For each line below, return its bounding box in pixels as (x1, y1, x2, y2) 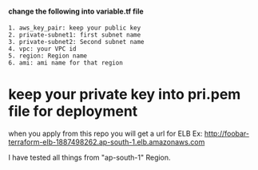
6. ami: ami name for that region (8, 59, 124, 67)
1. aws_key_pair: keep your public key (8, 24, 141, 32)
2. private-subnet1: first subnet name (8, 31, 141, 39)
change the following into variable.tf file (8, 6, 144, 16)
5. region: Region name (8, 52, 88, 60)
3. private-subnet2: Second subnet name (8, 38, 145, 46)
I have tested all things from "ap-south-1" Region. (8, 152, 171, 163)
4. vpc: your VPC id (8, 45, 77, 53)
